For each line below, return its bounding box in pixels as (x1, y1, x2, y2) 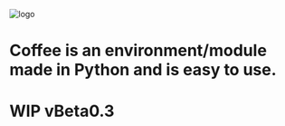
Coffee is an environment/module (9, 41, 267, 61)
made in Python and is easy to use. (9, 60, 278, 81)
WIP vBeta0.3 (9, 101, 115, 121)
